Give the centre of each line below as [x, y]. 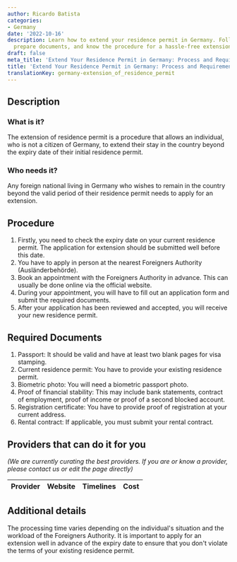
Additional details [47, 511]
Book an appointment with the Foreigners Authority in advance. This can [123, 278]
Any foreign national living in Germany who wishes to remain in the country [116, 186]
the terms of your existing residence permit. [71, 550]
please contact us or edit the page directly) [70, 469]
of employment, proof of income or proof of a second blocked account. [121, 399]
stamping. [32, 362]
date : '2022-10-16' [36, 34]
